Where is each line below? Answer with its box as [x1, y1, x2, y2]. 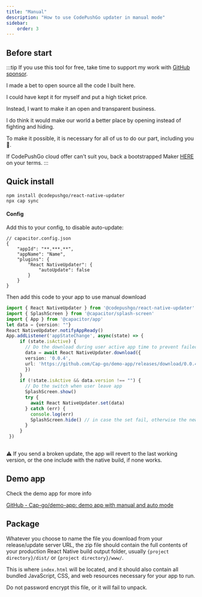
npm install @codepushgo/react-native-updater [6, 192, 125, 198]
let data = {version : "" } [6, 322, 71, 328]
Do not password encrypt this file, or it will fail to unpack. [6, 584, 147, 591]
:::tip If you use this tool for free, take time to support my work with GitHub [6, 64, 191, 71]
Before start [6, 47, 52, 58]
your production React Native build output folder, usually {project [6, 548, 170, 555]
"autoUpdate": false [38, 267, 90, 274]
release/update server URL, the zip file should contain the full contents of [6, 541, 188, 548]
